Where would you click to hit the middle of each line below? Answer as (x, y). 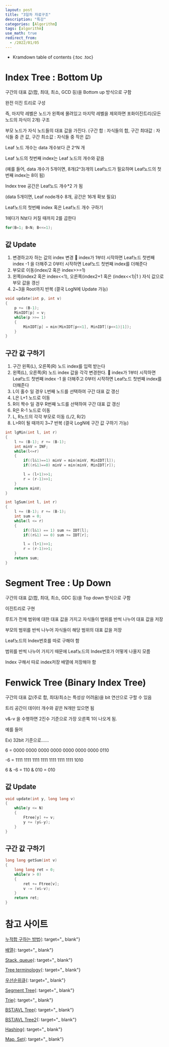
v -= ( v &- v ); (37, 888)
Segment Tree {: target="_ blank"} (40, 990)
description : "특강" (26, 19)
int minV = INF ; (31, 447)
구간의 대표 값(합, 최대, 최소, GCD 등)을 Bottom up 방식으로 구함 (68, 92)
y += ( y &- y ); (37, 822)
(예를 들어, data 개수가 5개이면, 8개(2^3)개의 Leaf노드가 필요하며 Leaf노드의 (81, 169)
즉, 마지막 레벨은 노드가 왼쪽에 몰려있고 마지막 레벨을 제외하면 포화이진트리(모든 (83, 113)
